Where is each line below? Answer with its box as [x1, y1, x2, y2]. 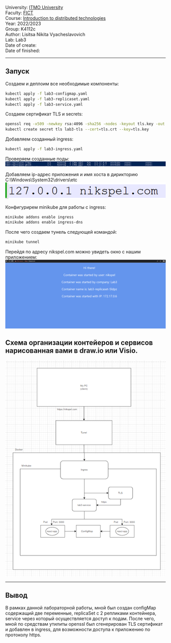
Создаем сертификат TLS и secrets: [5, 111, 83, 117]
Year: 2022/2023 [5, 20, 41, 26]
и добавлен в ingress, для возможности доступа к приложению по [5, 626, 151, 632]
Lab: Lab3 [5, 37, 26, 43]
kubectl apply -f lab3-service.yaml [5, 102, 83, 107]
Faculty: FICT [5, 10, 34, 16]
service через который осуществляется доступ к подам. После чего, [5, 616, 155, 622]
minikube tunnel [5, 239, 40, 245]
